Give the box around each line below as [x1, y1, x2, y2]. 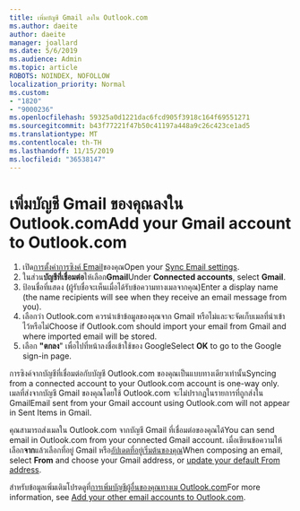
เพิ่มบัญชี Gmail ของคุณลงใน [9, 194, 184, 213]
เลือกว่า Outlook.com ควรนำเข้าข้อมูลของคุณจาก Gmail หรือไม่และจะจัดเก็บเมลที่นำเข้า [21, 311, 286, 322]
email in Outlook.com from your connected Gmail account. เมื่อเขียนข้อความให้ [9, 435, 283, 446]
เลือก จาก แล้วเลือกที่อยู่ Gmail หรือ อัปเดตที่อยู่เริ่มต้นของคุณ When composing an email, [9, 445, 284, 455]
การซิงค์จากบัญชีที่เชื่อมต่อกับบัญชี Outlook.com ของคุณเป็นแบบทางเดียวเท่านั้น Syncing [9, 368, 277, 379]
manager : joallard [9, 38, 78, 48]
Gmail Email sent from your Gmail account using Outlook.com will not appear [9, 398, 290, 409]
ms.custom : [9, 88, 50, 97]
